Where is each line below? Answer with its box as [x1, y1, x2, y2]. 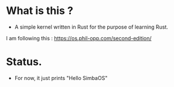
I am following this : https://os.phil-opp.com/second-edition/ [6, 34, 152, 41]
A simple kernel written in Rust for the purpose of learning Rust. [14, 23, 169, 30]
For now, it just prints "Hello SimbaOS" [14, 74, 108, 81]
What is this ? [6, 4, 73, 18]
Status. [6, 55, 42, 68]
